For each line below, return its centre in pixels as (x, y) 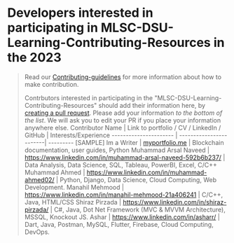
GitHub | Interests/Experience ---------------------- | (101, 135)
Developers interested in (80, 13)
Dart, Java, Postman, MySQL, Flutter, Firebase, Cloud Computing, (119, 224)
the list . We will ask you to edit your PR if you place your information (123, 120)
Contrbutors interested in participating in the (88, 98)
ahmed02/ (39, 179)
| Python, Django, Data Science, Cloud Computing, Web (136, 179)
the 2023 (34, 58)
